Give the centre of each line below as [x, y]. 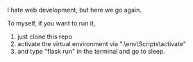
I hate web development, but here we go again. [75, 10]
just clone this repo [45, 37]
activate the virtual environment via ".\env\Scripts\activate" [101, 44]
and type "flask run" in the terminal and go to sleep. [91, 51]
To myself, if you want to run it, [51, 23]
